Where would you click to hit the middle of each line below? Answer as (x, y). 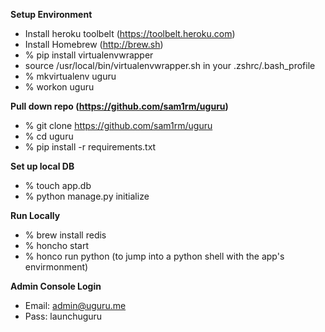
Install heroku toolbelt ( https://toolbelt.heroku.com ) (130, 33)
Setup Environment (51, 14)
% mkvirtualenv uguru (70, 76)
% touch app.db (58, 185)
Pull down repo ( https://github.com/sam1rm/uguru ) (119, 106)
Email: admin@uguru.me (75, 305)
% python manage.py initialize (87, 196)
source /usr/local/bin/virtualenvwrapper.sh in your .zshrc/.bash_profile (170, 65)
